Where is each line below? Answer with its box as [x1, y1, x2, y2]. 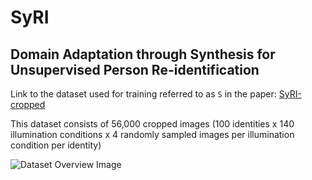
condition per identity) [10, 139, 102, 151]
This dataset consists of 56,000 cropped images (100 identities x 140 [10, 118, 295, 130]
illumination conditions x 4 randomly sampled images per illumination [10, 129, 295, 140]
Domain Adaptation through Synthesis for [10, 46, 276, 63]
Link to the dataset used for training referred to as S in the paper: [10, 88, 277, 100]
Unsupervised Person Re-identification [10, 61, 260, 78]
